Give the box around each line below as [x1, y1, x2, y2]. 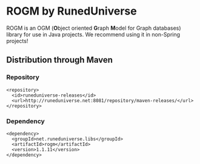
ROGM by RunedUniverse [6, 4, 138, 18]
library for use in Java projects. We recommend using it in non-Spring [6, 30, 181, 38]
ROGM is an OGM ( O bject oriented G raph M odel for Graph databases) [6, 24, 181, 32]
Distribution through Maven [6, 55, 113, 65]
